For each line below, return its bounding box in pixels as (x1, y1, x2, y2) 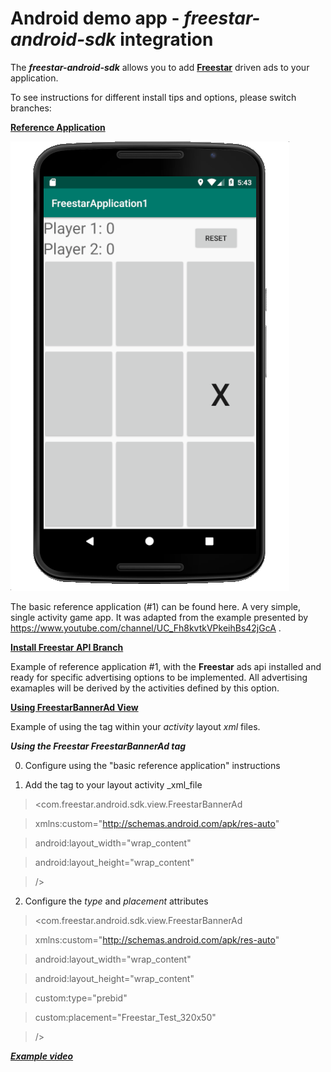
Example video (10, 1050, 74, 1062)
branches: (10, 102, 52, 114)
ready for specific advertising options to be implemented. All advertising (10, 671, 308, 683)
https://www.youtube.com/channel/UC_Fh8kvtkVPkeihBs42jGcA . (10, 622, 282, 634)
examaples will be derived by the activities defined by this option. (10, 682, 280, 694)
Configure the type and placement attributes (24, 895, 209, 907)
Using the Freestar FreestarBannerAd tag (10, 740, 187, 752)
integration (119, 28, 214, 51)
